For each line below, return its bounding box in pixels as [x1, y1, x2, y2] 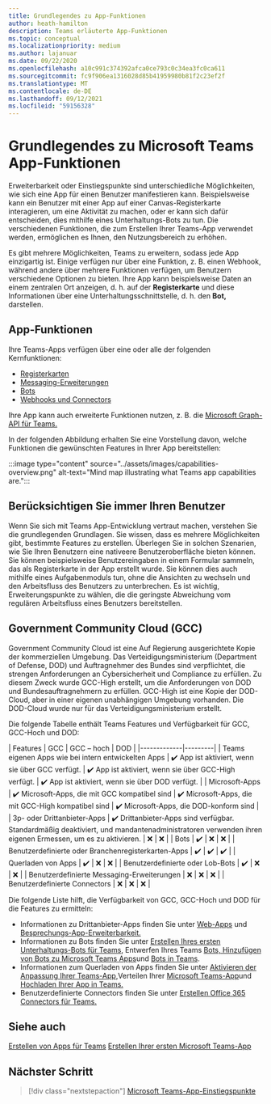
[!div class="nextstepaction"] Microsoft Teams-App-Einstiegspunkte [27, 1086, 256, 1096]
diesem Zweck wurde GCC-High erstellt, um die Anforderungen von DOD [8, 677, 252, 687]
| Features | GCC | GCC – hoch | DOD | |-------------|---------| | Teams [8, 743, 245, 753]
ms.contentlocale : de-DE [8, 87, 92, 95]
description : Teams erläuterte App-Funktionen [8, 27, 168, 35]
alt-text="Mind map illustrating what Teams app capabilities [57, 467, 256, 477]
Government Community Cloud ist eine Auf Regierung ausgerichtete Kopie [8, 643, 256, 653]
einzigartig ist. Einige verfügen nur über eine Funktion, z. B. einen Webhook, [8, 256, 261, 267]
